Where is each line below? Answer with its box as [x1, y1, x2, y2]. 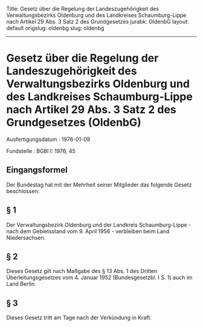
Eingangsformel [6, 165, 68, 175]
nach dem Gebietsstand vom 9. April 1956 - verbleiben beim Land [6, 227, 170, 235]
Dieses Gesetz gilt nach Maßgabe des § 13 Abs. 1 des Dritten [6, 268, 158, 275]
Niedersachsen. [6, 234, 46, 241]
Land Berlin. [6, 280, 36, 288]
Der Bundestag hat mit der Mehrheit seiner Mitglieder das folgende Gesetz [6, 181, 192, 188]
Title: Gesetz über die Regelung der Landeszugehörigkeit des [6, 5, 159, 12]
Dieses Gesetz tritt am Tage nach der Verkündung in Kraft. [6, 314, 152, 322]
